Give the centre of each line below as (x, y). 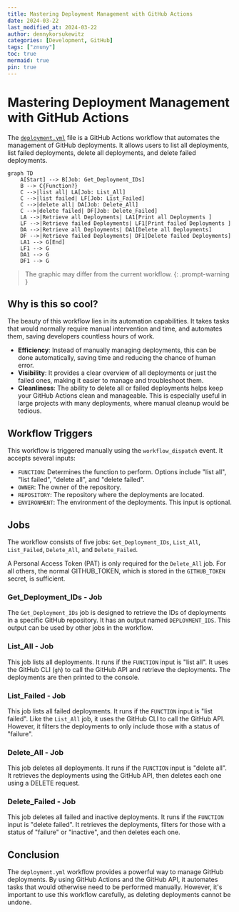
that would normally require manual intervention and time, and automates (115, 329)
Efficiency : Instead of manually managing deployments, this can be (117, 350)
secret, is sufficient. (36, 578)
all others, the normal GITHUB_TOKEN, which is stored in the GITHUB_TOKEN (117, 571)
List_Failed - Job (37, 696)
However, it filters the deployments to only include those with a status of (113, 726)
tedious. (30, 411)
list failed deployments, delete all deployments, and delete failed (102, 152)
